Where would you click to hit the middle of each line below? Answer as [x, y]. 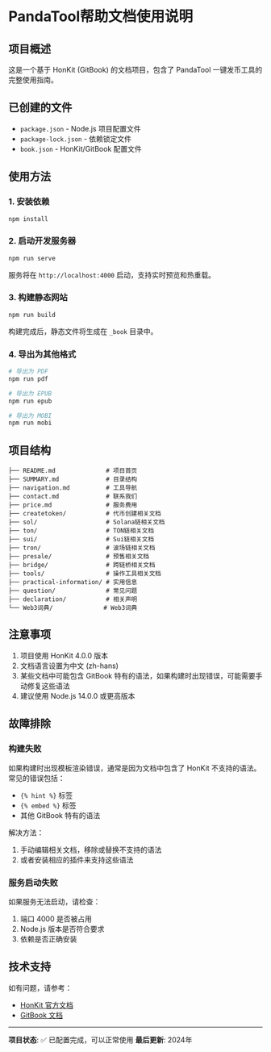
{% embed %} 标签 [48, 805]
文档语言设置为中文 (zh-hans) [69, 666]
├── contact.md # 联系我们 [73, 497]
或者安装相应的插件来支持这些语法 [77, 859]
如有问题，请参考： [40, 987]
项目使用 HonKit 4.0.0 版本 [64, 655]
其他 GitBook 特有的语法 [60, 815]
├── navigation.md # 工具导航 [73, 488]
